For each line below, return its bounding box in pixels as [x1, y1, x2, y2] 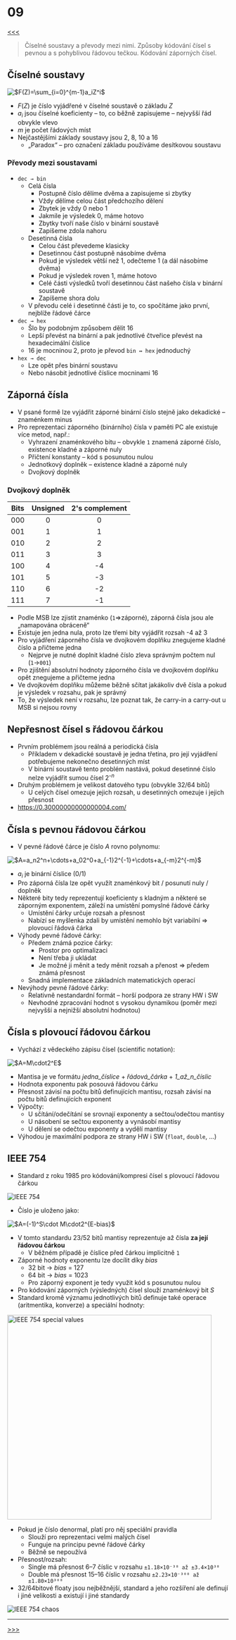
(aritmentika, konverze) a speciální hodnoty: [17, 1301, 145, 1309]
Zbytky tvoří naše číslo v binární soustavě [38, 219, 159, 227]
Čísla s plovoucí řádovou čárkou [7, 1026, 151, 1039]
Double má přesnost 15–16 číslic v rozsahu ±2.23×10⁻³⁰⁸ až [27, 1570, 199, 1578]
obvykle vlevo [17, 118, 58, 127]
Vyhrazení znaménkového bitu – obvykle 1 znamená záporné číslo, [27, 437, 221, 446]
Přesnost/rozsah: [17, 1555, 67, 1563]
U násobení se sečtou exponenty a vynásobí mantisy [27, 1117, 181, 1125]
